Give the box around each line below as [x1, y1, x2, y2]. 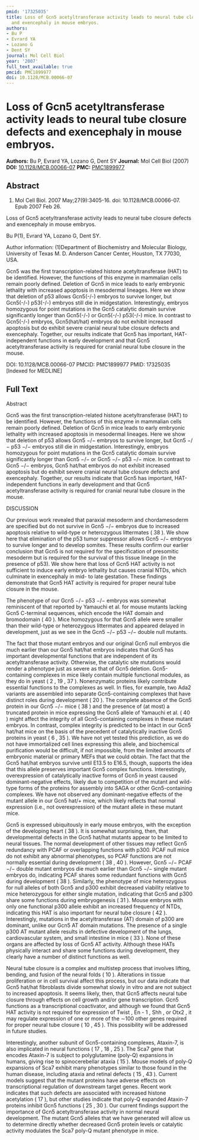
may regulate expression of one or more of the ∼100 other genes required [6, 1015, 187, 1022]
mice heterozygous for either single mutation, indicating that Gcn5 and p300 [6, 890, 192, 897]
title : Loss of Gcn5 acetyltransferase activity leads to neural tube [6, 14, 184, 20]
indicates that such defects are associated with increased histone [6, 1089, 166, 1096]
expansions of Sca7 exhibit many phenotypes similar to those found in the [6, 1064, 187, 1071]
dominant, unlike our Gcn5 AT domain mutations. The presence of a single [6, 922, 188, 929]
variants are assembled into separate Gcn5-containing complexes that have [6, 690, 191, 697]
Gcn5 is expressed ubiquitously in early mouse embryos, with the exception [6, 821, 191, 828]
